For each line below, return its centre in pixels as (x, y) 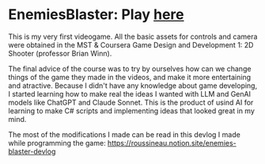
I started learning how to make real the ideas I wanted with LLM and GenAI (130, 93)
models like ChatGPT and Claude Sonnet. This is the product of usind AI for (131, 102)
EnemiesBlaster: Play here (96, 15)
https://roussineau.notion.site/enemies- (172, 143)
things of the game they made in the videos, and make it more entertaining (130, 77)
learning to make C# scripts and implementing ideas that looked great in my (132, 111)
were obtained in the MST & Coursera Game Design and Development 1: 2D (131, 44)
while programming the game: (57, 143)
